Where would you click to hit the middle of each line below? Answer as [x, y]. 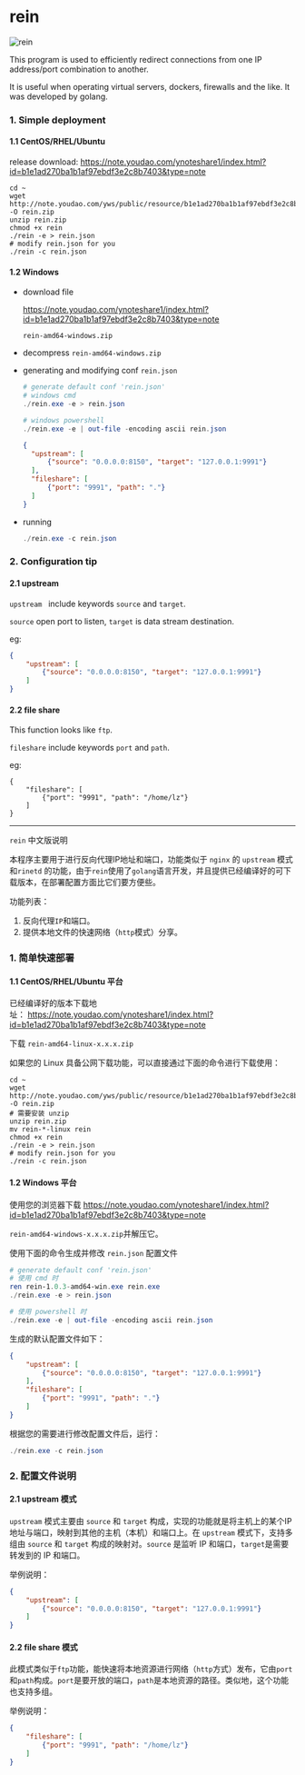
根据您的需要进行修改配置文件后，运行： [85, 1433]
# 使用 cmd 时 [34, 1279]
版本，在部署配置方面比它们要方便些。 [89, 883]
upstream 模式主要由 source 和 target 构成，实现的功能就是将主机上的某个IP [151, 1521]
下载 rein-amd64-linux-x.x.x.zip [72, 1043]
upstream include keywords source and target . [98, 603]
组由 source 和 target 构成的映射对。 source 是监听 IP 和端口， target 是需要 [149, 1543]
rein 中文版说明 [39, 840]
